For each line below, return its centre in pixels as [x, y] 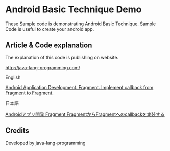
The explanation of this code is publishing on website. [62, 57]
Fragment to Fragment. [29, 93]
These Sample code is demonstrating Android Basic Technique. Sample [81, 24]
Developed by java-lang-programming [45, 143]
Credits [17, 131]
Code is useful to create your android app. [50, 29]
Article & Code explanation [49, 45]
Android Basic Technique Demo [74, 9]
